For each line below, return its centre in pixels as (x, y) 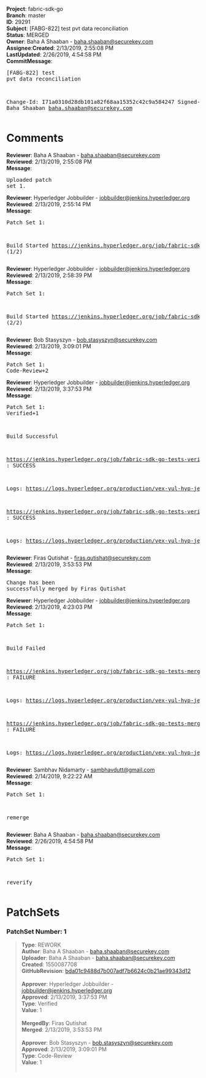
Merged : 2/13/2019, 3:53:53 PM (62, 1030)
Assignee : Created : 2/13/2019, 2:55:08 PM (60, 48)
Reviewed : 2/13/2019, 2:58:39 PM (49, 275)
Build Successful (32, 436)
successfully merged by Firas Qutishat (66, 588)
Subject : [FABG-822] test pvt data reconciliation (67, 28)
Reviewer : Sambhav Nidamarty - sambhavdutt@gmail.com (81, 770)
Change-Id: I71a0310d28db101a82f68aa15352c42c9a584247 (90, 102)
